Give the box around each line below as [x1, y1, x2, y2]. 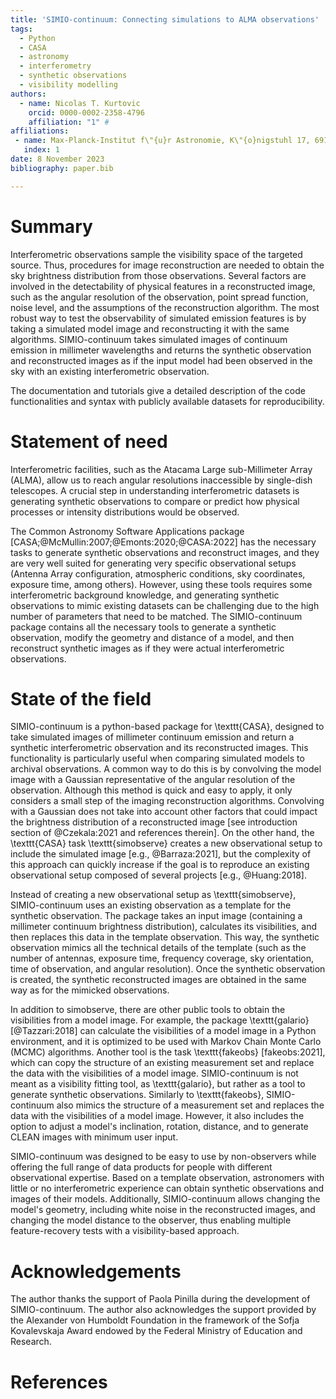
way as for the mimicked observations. [10, 984, 170, 996]
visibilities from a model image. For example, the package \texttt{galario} [10, 1014, 310, 1026]
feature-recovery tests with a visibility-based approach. [10, 1225, 240, 1237]
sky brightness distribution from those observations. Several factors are [10, 269, 307, 281]
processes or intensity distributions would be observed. [10, 506, 240, 518]
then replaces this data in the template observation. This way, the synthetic [10, 931, 320, 943]
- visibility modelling [19, 80, 118, 90]
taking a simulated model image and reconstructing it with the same [10, 322, 290, 335]
